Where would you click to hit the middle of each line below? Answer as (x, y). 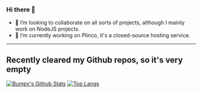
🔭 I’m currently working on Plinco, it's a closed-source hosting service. (103, 35)
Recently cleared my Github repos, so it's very (95, 60)
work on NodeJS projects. (47, 29)
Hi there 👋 (21, 10)
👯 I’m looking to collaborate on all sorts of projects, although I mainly (100, 23)
